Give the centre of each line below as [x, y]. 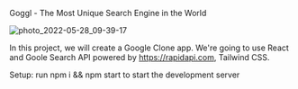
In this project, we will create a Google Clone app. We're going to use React [149, 48]
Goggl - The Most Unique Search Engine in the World [108, 13]
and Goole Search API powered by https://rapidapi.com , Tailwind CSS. [140, 57]
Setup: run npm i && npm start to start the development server [125, 75]
